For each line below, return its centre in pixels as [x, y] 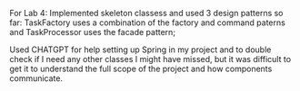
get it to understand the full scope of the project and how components [141, 68]
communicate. [36, 78]
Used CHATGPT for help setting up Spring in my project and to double [140, 50]
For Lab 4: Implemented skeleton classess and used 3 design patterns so [146, 13]
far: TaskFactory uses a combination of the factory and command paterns [148, 23]
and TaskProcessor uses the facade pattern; [92, 32]
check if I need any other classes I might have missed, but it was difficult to [150, 59]
